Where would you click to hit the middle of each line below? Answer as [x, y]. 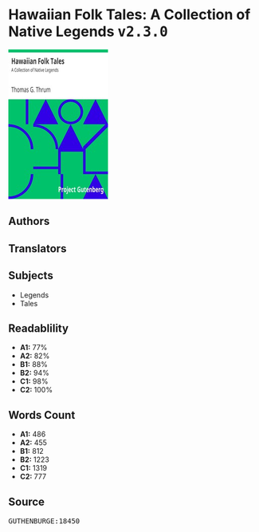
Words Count [42, 415]
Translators [37, 248]
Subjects [31, 276]
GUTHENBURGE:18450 [44, 521]
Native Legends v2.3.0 [88, 32]
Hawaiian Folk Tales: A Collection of [129, 15]
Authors [29, 221]
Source [27, 501]
